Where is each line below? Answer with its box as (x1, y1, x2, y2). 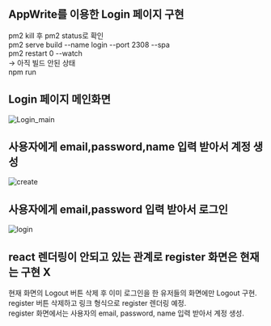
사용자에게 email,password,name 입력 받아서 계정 (8, 140, 251, 154)
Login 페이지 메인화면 (8, 92, 111, 107)
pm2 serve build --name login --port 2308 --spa (8, 40, 170, 49)
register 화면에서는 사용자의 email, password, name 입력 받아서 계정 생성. (8, 308, 245, 318)
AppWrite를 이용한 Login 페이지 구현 (8, 7, 184, 22)
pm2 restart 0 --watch (8, 48, 83, 58)
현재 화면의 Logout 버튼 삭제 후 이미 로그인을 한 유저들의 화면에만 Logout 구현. (8, 288, 257, 298)
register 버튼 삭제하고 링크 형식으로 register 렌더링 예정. (8, 298, 187, 308)
